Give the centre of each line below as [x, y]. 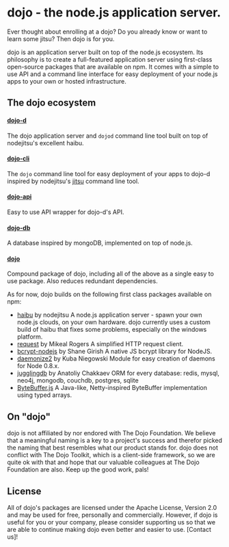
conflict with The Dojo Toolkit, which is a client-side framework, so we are [111, 455]
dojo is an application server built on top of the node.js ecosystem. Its [105, 52]
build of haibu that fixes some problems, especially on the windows [112, 330]
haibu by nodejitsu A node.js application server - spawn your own [109, 315]
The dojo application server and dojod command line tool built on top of [108, 136]
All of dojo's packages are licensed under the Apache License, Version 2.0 [112, 507]
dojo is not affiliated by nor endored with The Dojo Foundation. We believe [111, 433]
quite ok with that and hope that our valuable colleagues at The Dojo [103, 462]
